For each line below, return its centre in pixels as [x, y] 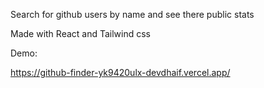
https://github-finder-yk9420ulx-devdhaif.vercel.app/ [120, 72]
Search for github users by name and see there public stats [132, 14]
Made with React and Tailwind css [81, 33]
